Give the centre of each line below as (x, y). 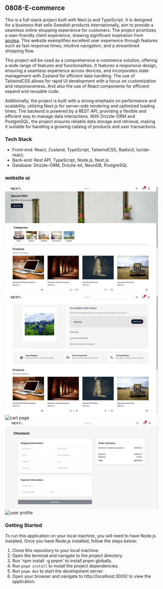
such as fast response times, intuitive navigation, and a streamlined (72, 45)
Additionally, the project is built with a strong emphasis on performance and (81, 101)
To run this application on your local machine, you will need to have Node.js (81, 536)
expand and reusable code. (32, 91)
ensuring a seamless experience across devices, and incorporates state (77, 71)
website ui (17, 178)
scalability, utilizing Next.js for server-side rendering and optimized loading (80, 106)
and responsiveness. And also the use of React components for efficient (77, 86)
